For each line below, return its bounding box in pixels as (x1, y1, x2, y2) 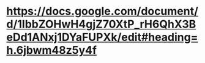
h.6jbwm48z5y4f (6, 43, 97, 57)
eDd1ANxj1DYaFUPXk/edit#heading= (6, 31, 198, 44)
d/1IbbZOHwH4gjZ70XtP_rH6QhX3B (6, 17, 196, 31)
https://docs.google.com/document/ (6, 4, 199, 18)
